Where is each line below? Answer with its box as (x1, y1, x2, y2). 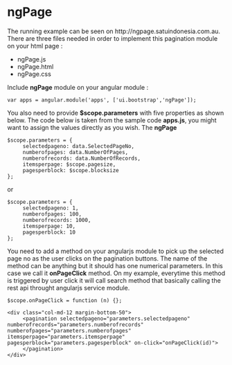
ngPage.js (17, 55, 46, 63)
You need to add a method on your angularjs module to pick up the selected (7, 247, 224, 255)
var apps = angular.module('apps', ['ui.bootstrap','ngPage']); (7, 96, 197, 104)
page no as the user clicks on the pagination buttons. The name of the (7, 254, 208, 263)
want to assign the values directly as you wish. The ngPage (7, 123, 177, 131)
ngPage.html (17, 62, 54, 71)
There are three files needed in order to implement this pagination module (7, 34, 218, 42)
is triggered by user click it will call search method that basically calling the (7, 276, 222, 284)
